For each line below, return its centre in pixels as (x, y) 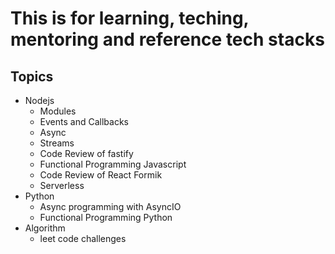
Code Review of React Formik (101, 175)
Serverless (62, 185)
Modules (58, 111)
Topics (32, 76)
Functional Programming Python (106, 217)
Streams (57, 143)
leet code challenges (83, 238)
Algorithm (45, 228)
